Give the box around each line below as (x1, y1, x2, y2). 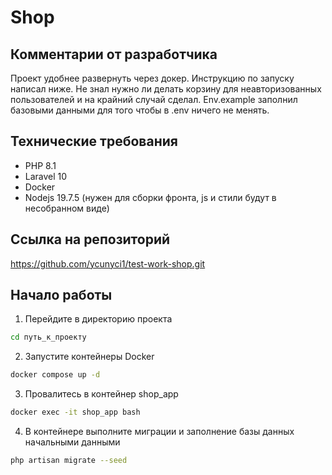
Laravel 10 (24, 170, 68, 182)
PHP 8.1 (24, 159, 57, 171)
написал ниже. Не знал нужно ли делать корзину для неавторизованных (10, 83, 322, 95)
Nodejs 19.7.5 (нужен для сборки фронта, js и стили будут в (24, 191, 277, 203)
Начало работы (10, 287, 113, 304)
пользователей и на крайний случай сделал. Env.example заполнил (10, 94, 298, 105)
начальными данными (24, 436, 121, 448)
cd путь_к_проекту (10, 332, 87, 343)
